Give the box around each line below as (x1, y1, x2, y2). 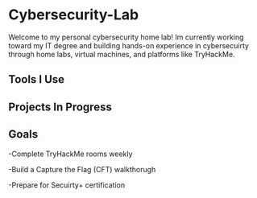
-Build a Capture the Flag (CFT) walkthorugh (8, 164, 156, 174)
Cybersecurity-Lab (8, 6, 139, 24)
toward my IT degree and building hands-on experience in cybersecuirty (8, 40, 250, 50)
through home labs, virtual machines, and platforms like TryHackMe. (8, 49, 235, 59)
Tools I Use (8, 72, 65, 86)
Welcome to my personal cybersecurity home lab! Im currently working (8, 32, 244, 42)
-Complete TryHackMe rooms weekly (8, 149, 133, 159)
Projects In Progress (8, 100, 113, 113)
